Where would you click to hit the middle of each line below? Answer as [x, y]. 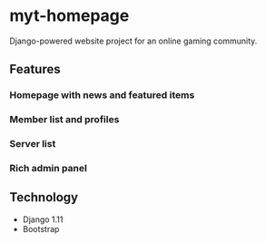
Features [35, 69]
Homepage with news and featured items [102, 95]
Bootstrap [41, 228]
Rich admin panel [49, 169]
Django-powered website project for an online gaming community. [133, 41]
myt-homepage [69, 16]
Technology [44, 197]
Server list [33, 144]
